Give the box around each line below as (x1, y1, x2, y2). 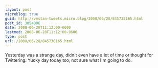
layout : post (5, 7, 32, 12)
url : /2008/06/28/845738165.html (5, 39, 73, 44)
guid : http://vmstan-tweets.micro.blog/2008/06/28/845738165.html (5, 16, 143, 21)
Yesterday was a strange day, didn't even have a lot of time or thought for (5, 52, 153, 58)
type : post (5, 34, 27, 39)
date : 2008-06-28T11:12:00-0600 (5, 25, 71, 30)
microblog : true (5, 12, 38, 17)
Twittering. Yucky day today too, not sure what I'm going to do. (5, 57, 132, 63)
